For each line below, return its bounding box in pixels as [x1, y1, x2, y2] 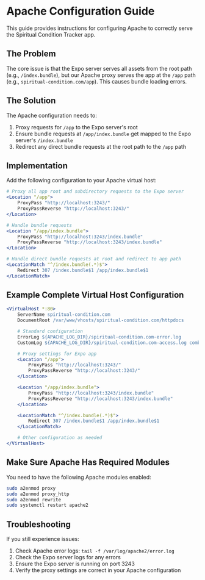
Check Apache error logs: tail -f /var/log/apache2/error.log [15, 547, 175, 554]
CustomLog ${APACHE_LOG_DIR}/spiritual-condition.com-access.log [17, 340, 187, 346]
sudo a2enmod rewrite [6, 496, 62, 503]
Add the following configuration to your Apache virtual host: [6, 177, 157, 184]
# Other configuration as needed [17, 435, 103, 441]
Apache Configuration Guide [6, 4, 155, 18]
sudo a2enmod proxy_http [6, 491, 70, 497]
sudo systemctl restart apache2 [6, 502, 88, 509]
